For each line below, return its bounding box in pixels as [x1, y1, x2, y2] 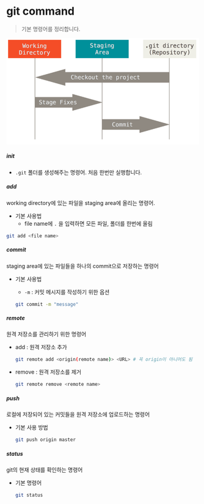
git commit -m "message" [15, 301, 79, 307]
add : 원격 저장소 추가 [15, 344, 67, 351]
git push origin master [15, 437, 76, 443]
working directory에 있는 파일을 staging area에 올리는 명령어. [6, 199, 156, 206]
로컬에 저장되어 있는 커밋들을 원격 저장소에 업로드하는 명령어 [6, 411, 150, 418]
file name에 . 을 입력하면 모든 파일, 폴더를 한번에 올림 [24, 220, 153, 227]
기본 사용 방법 [15, 424, 48, 431]
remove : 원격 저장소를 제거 [15, 368, 81, 376]
